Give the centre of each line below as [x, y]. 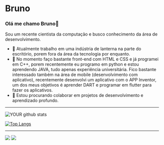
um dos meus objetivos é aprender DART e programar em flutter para [82, 85]
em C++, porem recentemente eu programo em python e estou [75, 64]
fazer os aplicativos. [32, 90]
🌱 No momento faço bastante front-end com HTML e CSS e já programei [85, 59]
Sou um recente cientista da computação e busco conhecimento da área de [81, 34]
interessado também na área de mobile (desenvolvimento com [75, 75]
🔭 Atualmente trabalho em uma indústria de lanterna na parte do [77, 49]
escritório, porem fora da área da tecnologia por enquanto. [71, 54]
